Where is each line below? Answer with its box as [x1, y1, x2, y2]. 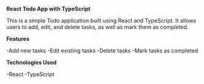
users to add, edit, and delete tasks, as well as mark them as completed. [6, 24, 189, 30]
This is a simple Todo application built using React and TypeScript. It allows [6, 17, 197, 24]
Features [6, 35, 29, 42]
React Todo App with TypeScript [6, 5, 91, 12]
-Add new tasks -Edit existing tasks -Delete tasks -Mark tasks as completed [6, 47, 198, 54]
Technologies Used [6, 59, 57, 66]
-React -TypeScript [6, 71, 55, 78]
